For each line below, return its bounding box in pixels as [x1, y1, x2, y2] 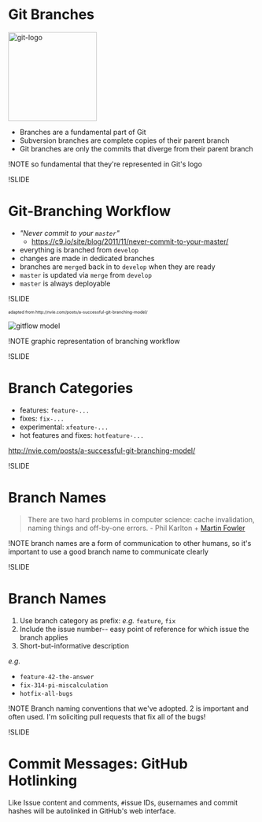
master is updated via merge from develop [19, 270, 152, 279]
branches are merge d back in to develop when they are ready [19, 262, 216, 271]
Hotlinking [8, 772, 77, 790]
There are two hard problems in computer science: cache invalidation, [27, 514, 255, 524]
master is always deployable [19, 278, 111, 288]
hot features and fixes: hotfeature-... [19, 430, 144, 439]
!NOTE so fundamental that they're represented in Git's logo [8, 159, 203, 169]
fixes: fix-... [19, 413, 65, 423]
